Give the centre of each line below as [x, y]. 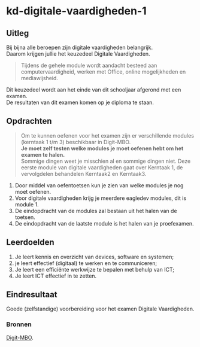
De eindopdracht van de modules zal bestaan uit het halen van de [96, 211]
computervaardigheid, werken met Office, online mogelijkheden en [103, 72]
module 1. [27, 204]
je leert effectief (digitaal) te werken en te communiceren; [86, 263]
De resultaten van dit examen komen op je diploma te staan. [80, 102]
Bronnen [19, 324]
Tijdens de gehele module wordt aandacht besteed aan [89, 65]
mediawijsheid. [40, 78]
